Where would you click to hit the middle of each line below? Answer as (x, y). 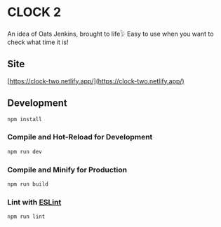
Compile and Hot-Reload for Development (80, 137)
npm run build (28, 184)
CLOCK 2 (34, 12)
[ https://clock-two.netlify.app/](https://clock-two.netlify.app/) (96, 81)
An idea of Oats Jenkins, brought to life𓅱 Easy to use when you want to (110, 34)
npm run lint (26, 217)
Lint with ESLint (34, 202)
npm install (25, 119)
